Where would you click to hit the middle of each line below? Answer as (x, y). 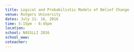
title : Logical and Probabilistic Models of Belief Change (67, 10)
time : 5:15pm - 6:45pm (28, 24)
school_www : (17, 38)
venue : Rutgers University (33, 14)
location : (15, 28)
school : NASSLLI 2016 (27, 33)
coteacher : (16, 42)
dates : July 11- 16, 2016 (32, 19)
